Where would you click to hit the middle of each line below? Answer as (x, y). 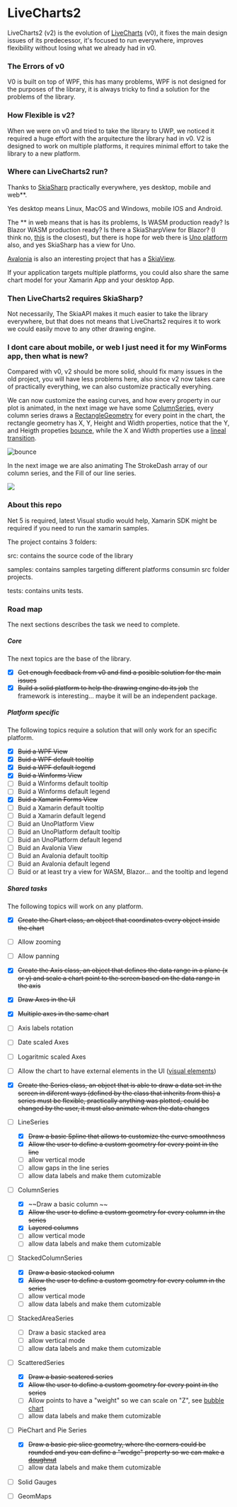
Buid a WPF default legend (56, 768)
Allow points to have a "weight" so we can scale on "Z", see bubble (126, 1400)
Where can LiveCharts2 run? (58, 172)
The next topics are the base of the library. (69, 658)
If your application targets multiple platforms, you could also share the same (118, 272)
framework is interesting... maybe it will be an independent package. (117, 696)
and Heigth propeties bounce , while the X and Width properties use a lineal (117, 430)
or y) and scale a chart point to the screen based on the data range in (119, 979)
